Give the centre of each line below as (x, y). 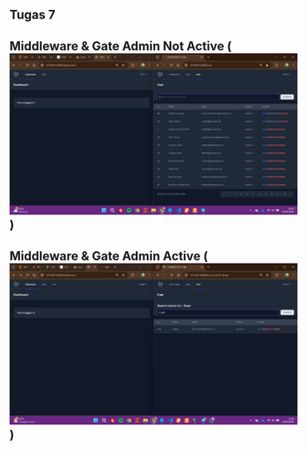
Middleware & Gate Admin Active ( (109, 256)
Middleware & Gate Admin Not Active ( (121, 46)
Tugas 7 (32, 15)
